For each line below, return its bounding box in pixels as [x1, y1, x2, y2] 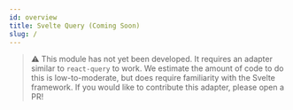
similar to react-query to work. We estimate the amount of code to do [30, 63, 284, 74]
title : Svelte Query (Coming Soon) [9, 21, 141, 30]
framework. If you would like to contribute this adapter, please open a [30, 82, 285, 93]
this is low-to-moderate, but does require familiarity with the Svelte [30, 73, 276, 83]
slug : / [9, 29, 38, 38]
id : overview [9, 12, 58, 22]
